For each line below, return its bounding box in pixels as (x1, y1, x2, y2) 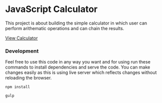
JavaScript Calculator (5, 3, 98, 15)
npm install (5, 84, 30, 89)
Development (5, 47, 39, 54)
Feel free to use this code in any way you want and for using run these (5, 59, 150, 65)
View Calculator (5, 35, 38, 41)
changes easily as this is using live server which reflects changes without (5, 69, 157, 75)
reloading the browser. (5, 75, 52, 81)
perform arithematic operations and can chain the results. (5, 25, 124, 31)
